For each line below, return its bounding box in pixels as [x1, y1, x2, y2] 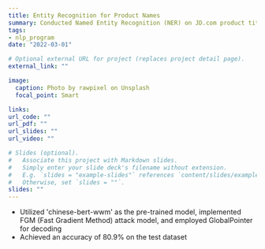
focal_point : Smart [15, 91, 80, 99]
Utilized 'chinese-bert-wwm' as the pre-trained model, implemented [19, 207, 242, 217]
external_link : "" [8, 62, 69, 71]
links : [8, 106, 30, 113]
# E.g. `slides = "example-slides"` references [8, 171, 175, 179]
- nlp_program [8, 33, 55, 42]
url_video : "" [8, 135, 55, 143]
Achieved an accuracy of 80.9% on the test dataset [19, 232, 188, 242]
